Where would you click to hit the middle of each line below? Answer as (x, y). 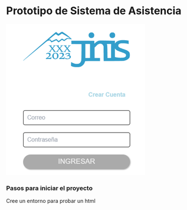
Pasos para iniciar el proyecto (50, 188)
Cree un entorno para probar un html (51, 201)
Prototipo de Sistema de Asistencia (94, 11)
